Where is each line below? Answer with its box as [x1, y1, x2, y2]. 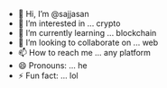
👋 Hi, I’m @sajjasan [17, 9, 89, 19]
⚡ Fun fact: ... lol [17, 70, 79, 81]
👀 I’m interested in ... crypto [17, 18, 121, 29]
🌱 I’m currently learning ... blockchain [17, 28, 157, 38]
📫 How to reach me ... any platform [17, 48, 152, 57]
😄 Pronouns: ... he [17, 60, 88, 71]
